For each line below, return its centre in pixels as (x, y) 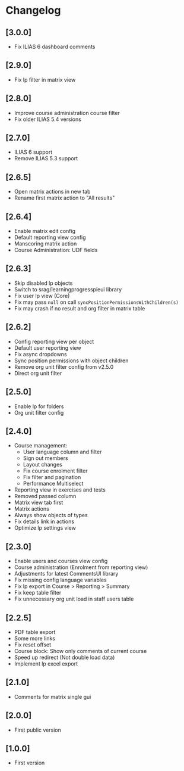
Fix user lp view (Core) (42, 296)
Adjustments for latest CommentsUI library (66, 574)
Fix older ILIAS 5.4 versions (47, 119)
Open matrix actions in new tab (52, 192)
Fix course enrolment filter (55, 471)
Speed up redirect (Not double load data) (64, 657)
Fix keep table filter (38, 593)
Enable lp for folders (39, 406)
